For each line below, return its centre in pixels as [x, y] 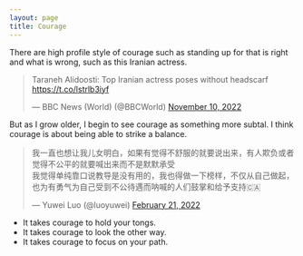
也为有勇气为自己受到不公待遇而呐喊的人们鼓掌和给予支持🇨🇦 [146, 186]
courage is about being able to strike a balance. [98, 133]
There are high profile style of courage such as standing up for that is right [149, 52]
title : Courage [38, 26]
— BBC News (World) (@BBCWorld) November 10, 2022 [137, 106]
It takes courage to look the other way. [94, 231]
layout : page [34, 18]
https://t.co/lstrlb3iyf [70, 89]
